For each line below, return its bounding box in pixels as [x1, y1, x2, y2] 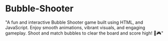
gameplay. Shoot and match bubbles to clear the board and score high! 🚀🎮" [5, 30, 163, 36]
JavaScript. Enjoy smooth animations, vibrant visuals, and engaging [5, 24, 145, 30]
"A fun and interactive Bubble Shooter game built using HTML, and [5, 19, 143, 25]
